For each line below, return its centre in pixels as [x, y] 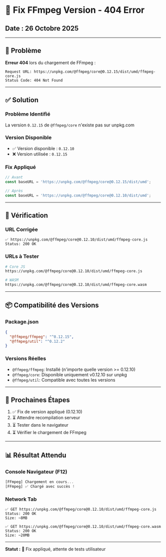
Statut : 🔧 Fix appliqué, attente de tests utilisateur [56, 549]
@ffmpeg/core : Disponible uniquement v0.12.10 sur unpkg [70, 374]
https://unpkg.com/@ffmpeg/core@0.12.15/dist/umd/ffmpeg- [95, 72]
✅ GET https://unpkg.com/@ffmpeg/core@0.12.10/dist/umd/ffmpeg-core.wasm [83, 527]
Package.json [22, 322]
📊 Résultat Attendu [36, 455]
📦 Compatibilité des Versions [52, 305]
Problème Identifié [28, 114]
